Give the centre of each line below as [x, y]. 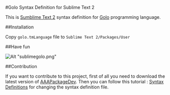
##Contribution [21, 66]
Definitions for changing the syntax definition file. [57, 87]
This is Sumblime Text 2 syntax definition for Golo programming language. [83, 17]
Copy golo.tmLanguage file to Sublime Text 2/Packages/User [68, 37]
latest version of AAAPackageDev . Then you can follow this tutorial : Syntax [84, 82]
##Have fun [18, 47]
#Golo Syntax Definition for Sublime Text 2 [50, 7]
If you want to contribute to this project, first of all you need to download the [85, 76]
